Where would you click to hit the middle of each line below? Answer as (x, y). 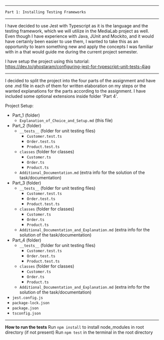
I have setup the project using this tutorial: (47, 61)
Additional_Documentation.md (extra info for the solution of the (82, 172)
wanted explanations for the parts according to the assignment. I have (75, 91)
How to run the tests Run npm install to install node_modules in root (74, 327)
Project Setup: (20, 106)
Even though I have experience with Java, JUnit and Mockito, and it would (80, 36)
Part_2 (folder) (27, 126)
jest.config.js (28, 298)
